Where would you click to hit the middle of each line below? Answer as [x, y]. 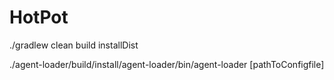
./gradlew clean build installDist [74, 45]
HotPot [39, 17]
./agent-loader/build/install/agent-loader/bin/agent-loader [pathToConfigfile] [167, 64]
